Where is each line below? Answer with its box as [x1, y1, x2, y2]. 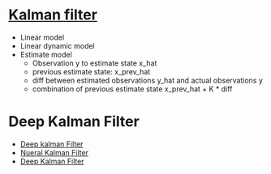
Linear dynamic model [19, 40, 95, 50]
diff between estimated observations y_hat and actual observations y [32, 75, 264, 85]
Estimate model [19, 49, 73, 59]
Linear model [19, 32, 65, 42]
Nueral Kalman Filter [19, 147, 89, 157]
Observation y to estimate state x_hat [32, 58, 157, 68]
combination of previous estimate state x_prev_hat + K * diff [32, 83, 233, 94]
